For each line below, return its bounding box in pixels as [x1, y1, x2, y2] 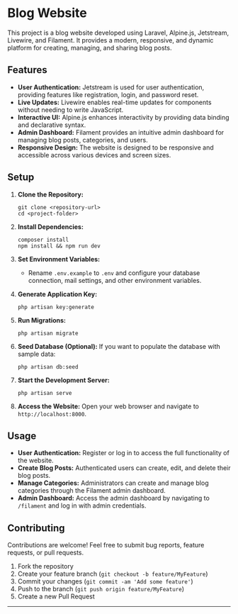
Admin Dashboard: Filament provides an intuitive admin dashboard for [17, 128, 225, 136]
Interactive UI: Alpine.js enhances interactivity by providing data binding [17, 113, 229, 121]
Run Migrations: [17, 316, 66, 324]
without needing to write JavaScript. [17, 105, 124, 114]
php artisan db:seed [17, 363, 79, 370]
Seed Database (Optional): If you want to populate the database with [17, 342, 221, 350]
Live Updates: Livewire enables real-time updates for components [17, 98, 212, 106]
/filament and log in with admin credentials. [17, 501, 147, 510]
